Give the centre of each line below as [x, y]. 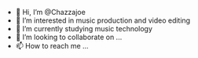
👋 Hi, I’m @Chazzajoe [51, 12]
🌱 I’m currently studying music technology [84, 29]
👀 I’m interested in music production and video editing [103, 20]
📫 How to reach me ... [52, 46]
